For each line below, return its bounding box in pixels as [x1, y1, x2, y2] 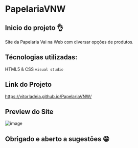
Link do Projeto [5, 80, 52, 89]
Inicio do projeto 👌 [5, 24, 64, 32]
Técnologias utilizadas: [5, 53, 77, 62]
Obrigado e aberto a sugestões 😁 [5, 135, 110, 143]
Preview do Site [5, 108, 54, 116]
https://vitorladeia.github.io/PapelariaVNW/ [5, 93, 92, 99]
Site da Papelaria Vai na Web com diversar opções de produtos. [5, 39, 134, 45]
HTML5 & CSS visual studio [5, 66, 64, 72]
